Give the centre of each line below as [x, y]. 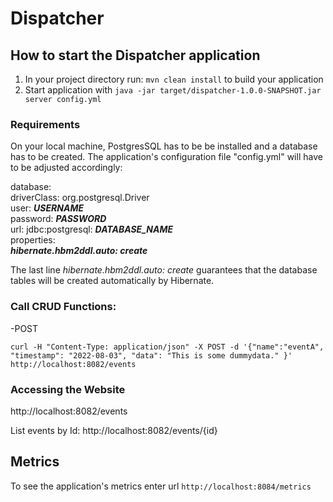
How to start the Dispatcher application [135, 55]
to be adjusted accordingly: [66, 168]
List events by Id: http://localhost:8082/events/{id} [114, 430]
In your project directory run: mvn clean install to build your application [174, 79]
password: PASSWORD [58, 219]
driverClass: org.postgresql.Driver [80, 198]
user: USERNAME [47, 208]
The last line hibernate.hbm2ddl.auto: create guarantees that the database [164, 270]
